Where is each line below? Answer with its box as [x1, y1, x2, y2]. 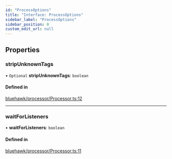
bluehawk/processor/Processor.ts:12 [5, 96, 83, 102]
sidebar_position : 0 [5, 21, 50, 27]
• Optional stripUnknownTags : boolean [5, 72, 89, 78]
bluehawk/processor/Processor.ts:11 [5, 148, 82, 154]
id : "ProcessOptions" [5, 7, 52, 13]
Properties [5, 46, 40, 54]
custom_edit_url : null [5, 27, 54, 32]
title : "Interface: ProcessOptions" [5, 12, 83, 17]
